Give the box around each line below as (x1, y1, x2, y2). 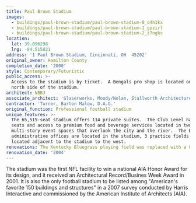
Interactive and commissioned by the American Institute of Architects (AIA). (6, 190, 188, 197)
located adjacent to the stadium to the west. (11, 138, 127, 145)
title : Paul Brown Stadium (6, 8, 72, 15)
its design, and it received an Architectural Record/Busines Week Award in (6, 171, 184, 178)
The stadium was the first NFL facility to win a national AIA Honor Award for (6, 166, 188, 173)
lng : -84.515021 (11, 47, 51, 52)
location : (6, 36, 30, 41)
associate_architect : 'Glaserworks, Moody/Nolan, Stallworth (6, 95, 158, 101)
